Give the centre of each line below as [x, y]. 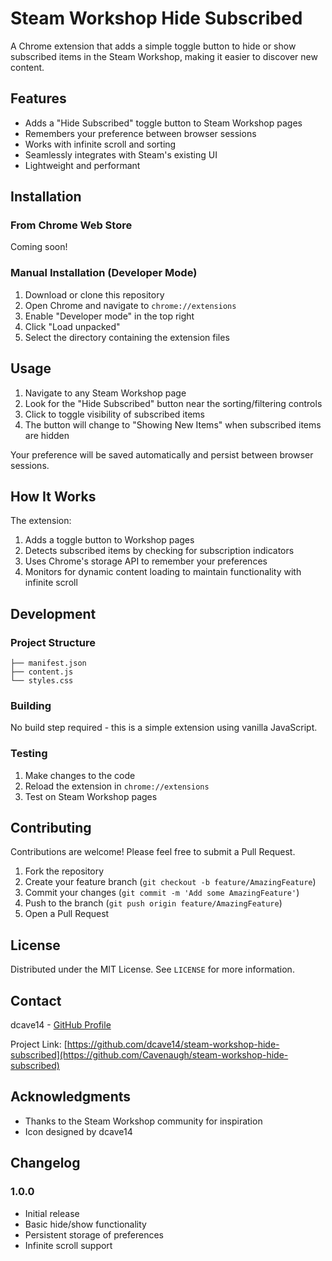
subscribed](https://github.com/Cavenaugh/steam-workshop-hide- [149, 1055]
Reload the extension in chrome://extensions [117, 786]
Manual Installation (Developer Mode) [104, 273]
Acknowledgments [71, 1097]
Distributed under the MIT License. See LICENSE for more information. [152, 969]
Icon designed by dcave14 [78, 1131]
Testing [29, 754]
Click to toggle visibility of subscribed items [114, 414]
